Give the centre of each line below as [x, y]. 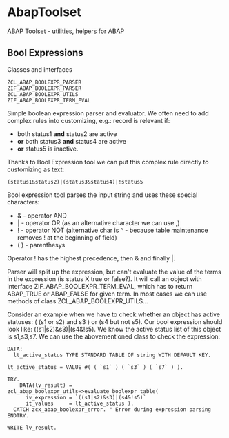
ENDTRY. [18, 415]
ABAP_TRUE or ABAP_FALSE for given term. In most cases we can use [107, 294]
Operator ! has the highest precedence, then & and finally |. [91, 258]
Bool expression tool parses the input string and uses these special [102, 195]
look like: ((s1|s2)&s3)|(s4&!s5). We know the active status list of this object [114, 329]
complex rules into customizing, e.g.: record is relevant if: [89, 120]
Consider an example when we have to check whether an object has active [114, 314]
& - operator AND [42, 216]
